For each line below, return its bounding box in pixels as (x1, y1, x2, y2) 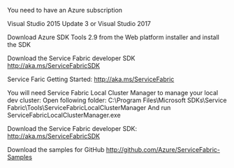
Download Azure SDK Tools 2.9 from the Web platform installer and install (7, 33, 220, 41)
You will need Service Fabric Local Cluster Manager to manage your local (7, 89, 219, 97)
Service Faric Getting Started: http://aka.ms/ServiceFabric (7, 75, 175, 83)
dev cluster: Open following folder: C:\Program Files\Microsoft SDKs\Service (7, 96, 227, 104)
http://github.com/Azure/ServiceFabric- (105, 146, 220, 153)
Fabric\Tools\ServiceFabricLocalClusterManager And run (7, 104, 171, 111)
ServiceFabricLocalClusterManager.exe (7, 111, 121, 119)
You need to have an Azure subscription (7, 6, 123, 14)
